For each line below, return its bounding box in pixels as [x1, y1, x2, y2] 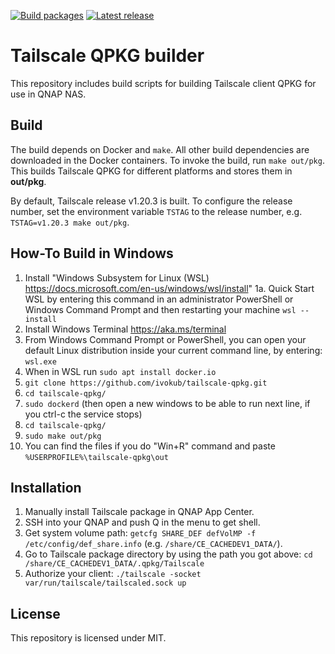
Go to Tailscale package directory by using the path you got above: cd [24, 548, 313, 560]
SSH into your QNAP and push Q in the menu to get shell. [24, 516, 261, 529]
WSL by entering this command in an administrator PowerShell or [24, 293, 294, 305]
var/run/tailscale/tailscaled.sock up [24, 578, 187, 589]
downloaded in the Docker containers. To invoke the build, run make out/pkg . [10, 154, 325, 166]
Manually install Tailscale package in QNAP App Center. [24, 506, 255, 518]
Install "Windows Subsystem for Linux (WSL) [24, 271, 210, 284]
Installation [10, 479, 82, 496]
